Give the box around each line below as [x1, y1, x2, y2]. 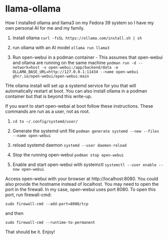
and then [5, 210, 24, 216]
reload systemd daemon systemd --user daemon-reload [12, 142, 127, 148]
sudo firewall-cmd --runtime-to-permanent [5, 220, 95, 225]
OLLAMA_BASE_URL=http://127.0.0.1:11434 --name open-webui [12, 69, 139, 74]
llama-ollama [5, 3, 61, 15]
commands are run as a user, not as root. [5, 108, 90, 114]
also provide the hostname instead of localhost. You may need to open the [5, 181, 159, 187]
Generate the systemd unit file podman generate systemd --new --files [12, 128, 159, 134]
